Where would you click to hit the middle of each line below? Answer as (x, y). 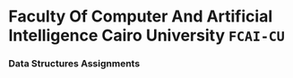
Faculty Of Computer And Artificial (141, 17)
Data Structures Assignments (74, 64)
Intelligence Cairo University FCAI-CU (147, 35)
